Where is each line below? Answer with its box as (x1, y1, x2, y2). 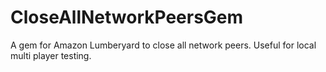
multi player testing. (10, 49, 92, 61)
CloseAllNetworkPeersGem (10, 6, 244, 29)
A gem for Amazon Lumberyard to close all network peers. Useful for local (10, 39, 317, 51)
